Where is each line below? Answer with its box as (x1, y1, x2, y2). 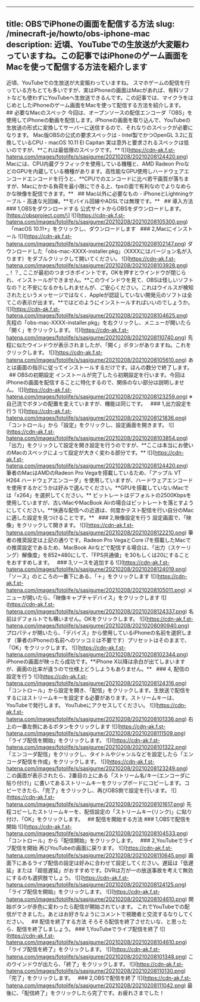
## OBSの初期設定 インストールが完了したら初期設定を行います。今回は (8, 371, 186, 378)
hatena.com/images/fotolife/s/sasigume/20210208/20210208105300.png (6, 218, 186, 225)
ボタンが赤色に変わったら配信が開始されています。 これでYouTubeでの (11, 903, 185, 910)
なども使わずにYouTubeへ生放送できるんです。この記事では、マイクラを (11, 94, 189, 101)
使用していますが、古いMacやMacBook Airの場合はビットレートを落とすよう (6, 499, 194, 506)
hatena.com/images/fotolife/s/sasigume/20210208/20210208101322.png (6, 743, 186, 750)
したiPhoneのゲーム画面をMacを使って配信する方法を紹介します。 (21, 101, 185, 108)
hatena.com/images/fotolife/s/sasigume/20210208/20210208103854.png (6, 434, 186, 441)
